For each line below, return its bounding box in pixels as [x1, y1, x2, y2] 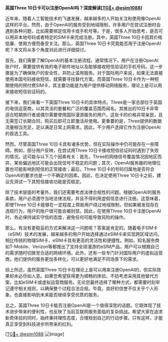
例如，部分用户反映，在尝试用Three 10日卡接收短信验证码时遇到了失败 [13, 147, 159, 153]
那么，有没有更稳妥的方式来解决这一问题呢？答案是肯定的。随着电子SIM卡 [5, 225, 158, 230]
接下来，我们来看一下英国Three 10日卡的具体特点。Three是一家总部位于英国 [5, 99, 162, 105]
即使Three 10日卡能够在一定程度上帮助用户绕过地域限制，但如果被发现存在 [5, 202, 159, 207]
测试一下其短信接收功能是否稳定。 [13, 178, 84, 184]
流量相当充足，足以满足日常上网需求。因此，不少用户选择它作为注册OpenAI [5, 124, 161, 130]
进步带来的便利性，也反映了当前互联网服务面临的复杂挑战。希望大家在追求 [9, 308, 163, 314]
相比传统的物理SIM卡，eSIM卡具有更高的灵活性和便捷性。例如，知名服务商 [5, 237, 159, 243]
